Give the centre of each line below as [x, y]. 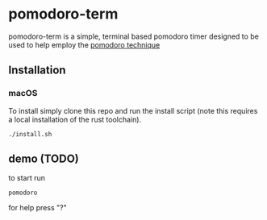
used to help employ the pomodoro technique [84, 44]
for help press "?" [38, 208]
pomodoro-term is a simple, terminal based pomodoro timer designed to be [134, 36]
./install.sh [30, 134]
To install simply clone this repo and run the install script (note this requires [133, 110]
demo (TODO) [44, 159]
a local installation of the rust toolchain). [75, 119]
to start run [27, 178]
